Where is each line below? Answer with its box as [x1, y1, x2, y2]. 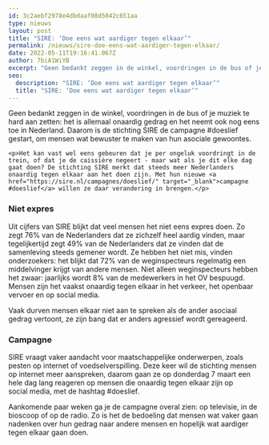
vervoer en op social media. [8, 290, 100, 300]
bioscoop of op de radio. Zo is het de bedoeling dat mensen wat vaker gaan [8, 410, 259, 420]
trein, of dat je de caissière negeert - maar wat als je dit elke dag [8, 157, 252, 165]
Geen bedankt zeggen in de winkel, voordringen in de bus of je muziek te [8, 108, 250, 118]
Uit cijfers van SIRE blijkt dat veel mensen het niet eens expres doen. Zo [8, 222, 246, 231]
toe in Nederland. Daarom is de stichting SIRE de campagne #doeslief [8, 125, 239, 135]
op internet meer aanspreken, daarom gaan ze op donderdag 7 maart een [8, 369, 251, 378]
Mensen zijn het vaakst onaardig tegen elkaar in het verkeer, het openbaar [8, 281, 254, 291]
